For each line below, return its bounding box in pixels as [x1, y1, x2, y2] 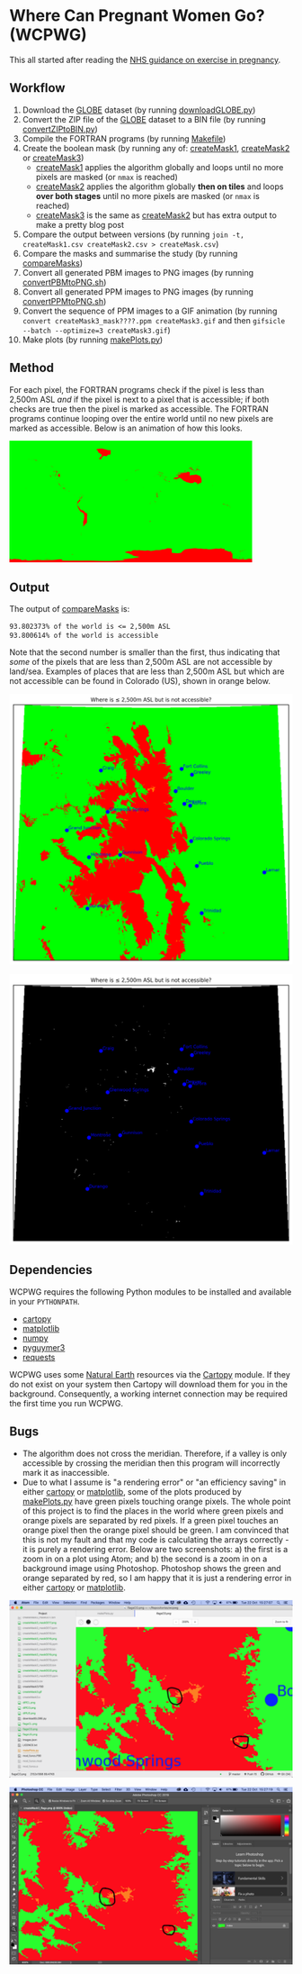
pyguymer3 [22, 1342, 66, 1352]
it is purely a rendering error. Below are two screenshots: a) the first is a [22, 1543, 289, 1554]
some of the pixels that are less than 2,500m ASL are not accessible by [9, 657, 272, 668]
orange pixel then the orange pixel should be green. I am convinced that [22, 1524, 289, 1535]
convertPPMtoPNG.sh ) [22, 296, 107, 306]
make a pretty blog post [35, 219, 124, 230]
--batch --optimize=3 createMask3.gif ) [22, 324, 171, 335]
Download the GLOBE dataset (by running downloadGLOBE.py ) [22, 105, 256, 115]
